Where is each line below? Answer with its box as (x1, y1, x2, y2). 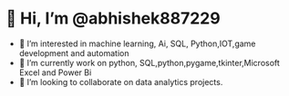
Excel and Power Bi (18, 67, 92, 78)
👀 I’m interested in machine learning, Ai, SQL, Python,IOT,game (18, 38, 256, 49)
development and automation (18, 47, 129, 58)
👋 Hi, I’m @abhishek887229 (5, 8, 222, 29)
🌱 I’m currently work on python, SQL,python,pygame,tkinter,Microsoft (18, 57, 281, 68)
